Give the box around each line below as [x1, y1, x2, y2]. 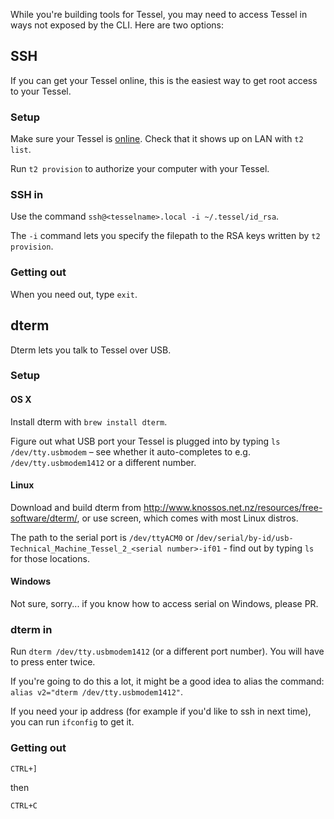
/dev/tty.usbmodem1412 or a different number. [10, 456, 197, 468]
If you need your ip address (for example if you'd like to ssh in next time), [10, 705, 312, 718]
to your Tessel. [10, 85, 72, 97]
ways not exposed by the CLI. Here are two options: [10, 19, 224, 31]
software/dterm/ [10, 512, 78, 524]
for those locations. [10, 552, 90, 564]
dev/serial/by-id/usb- [199, 533, 294, 543]
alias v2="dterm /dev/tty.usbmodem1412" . [10, 686, 184, 698]
